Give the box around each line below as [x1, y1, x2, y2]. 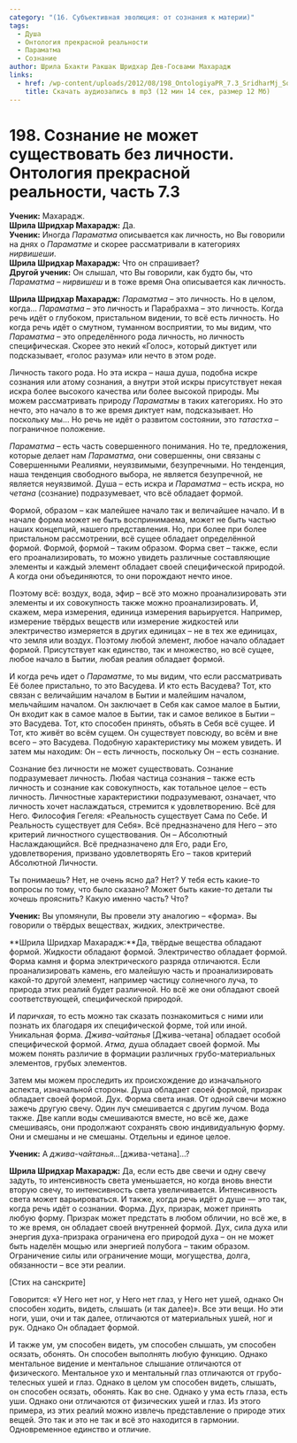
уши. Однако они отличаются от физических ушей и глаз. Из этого [9, 1396, 261, 1407]
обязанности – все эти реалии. [9, 1260, 126, 1270]
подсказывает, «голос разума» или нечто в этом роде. [9, 351, 217, 361]
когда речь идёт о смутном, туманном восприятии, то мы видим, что [9, 322, 272, 333]
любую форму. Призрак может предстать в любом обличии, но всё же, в [9, 1213, 287, 1223]
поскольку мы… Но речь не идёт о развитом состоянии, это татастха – [9, 414, 279, 425]
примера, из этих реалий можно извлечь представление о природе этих [9, 1405, 286, 1416]
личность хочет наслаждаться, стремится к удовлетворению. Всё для [9, 801, 276, 812]
